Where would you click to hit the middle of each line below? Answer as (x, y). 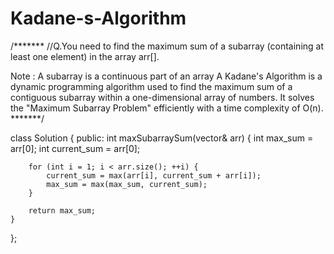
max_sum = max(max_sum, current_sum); (127, 184)
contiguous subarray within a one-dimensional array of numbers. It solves (162, 97)
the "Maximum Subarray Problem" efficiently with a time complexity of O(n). (167, 108)
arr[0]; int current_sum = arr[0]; (75, 148)
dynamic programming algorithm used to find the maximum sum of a (151, 86)
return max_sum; (62, 210)
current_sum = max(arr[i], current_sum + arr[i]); (154, 175)
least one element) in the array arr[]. (85, 56)
